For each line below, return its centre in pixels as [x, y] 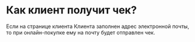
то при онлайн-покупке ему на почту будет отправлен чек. [81, 32]
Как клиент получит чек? [71, 10]
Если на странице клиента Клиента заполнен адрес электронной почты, [98, 26]
